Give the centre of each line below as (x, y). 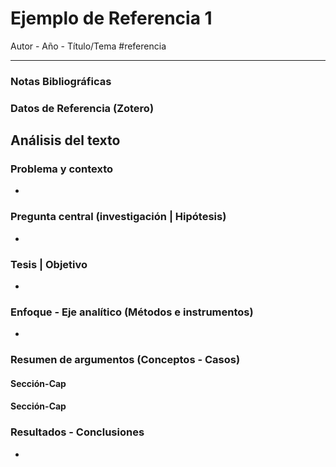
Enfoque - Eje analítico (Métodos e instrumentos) (132, 312)
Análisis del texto (65, 140)
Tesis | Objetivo (49, 264)
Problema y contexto (62, 169)
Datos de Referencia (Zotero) (82, 108)
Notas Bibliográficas (61, 81)
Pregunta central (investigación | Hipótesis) (118, 217)
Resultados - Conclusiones (77, 432)
